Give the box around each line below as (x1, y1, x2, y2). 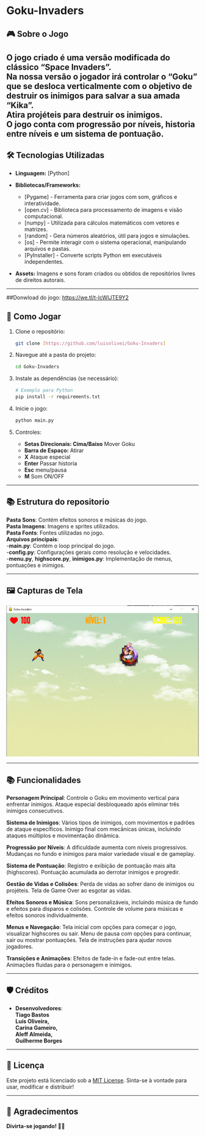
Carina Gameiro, (15, 1024, 58, 1031)
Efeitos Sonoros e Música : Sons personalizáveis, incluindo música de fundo (6, 898, 198, 906)
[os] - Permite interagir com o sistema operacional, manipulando (24, 239, 187, 246)
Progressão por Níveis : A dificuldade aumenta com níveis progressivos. (6, 843, 188, 851)
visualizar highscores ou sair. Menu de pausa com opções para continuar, (6, 930, 192, 937)
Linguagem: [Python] (15, 169, 70, 177)
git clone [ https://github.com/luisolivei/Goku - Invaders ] (15, 340, 166, 347)
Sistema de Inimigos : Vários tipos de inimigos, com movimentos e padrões (6, 819, 195, 826)
